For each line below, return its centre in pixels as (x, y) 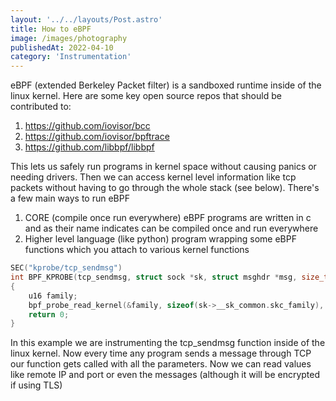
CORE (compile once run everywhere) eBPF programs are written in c (168, 218)
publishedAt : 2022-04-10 (62, 47)
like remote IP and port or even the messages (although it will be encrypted (165, 375)
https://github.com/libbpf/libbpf (89, 147)
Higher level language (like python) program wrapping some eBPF (160, 239)
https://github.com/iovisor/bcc (87, 126)
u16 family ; (53, 296)
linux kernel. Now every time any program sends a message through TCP (161, 353)
